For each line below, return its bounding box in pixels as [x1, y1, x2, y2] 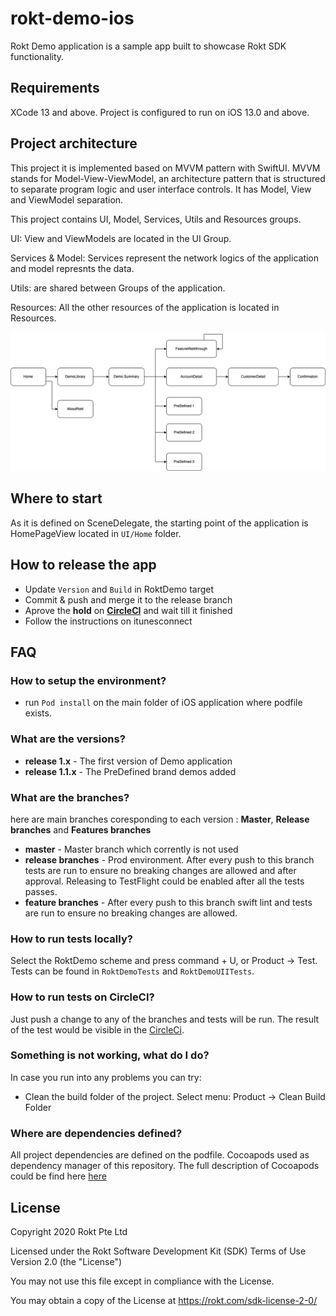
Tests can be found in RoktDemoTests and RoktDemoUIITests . [10, 965, 255, 977]
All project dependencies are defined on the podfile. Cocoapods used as [10, 1149, 310, 1161]
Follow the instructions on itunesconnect [24, 615, 193, 627]
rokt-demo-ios [10, 7, 135, 30]
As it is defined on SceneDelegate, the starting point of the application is [10, 517, 309, 529]
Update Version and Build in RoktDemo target [24, 583, 215, 595]
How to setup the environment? [10, 673, 167, 687]
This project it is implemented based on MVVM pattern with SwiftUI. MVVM [10, 162, 321, 174]
